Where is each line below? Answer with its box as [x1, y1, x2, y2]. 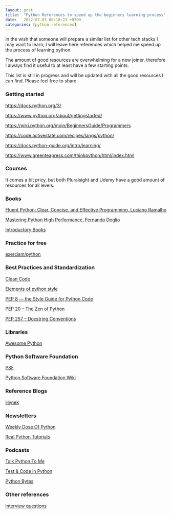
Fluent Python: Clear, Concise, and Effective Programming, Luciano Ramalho [5, 207, 167, 213]
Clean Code [5, 276, 31, 282]
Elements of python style [5, 286, 58, 292]
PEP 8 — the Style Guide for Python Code [5, 295, 93, 302]
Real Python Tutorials [5, 433, 50, 440]
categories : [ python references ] [5, 22, 77, 27]
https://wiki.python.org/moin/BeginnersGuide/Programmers [5, 122, 131, 129]
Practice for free [5, 240, 47, 247]
